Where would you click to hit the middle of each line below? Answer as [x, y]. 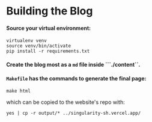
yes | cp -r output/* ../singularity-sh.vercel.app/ [74, 113]
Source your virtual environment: [49, 28]
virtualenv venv [26, 41]
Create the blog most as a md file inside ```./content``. [73, 64]
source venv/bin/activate [38, 46]
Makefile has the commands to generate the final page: [76, 78]
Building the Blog [50, 11]
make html [19, 91]
